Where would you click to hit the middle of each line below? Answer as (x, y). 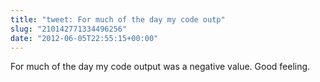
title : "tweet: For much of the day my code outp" (118, 19)
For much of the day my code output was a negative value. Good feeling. (160, 67)
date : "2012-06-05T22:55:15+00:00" (84, 38)
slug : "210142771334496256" (69, 29)
